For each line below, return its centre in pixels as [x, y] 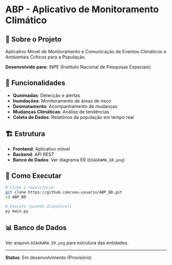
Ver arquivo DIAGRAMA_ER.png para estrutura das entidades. [67, 242]
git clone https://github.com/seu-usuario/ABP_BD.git [64, 192]
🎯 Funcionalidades [35, 83]
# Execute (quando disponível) [39, 207]
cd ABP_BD [16, 197]
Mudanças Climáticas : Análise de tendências [61, 112]
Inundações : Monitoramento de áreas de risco [62, 100]
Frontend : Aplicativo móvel [41, 149]
